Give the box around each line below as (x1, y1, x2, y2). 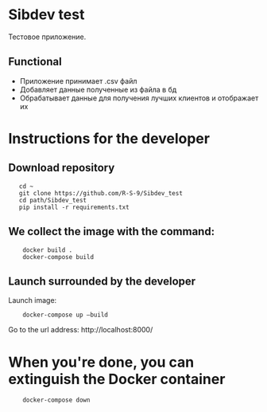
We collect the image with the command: (8, 225, 215, 238)
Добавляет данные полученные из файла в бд (19, 84, 177, 94)
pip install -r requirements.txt (18, 203, 130, 211)
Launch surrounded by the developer (8, 274, 196, 288)
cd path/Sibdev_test (18, 196, 87, 204)
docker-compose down (22, 396, 91, 404)
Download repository (8, 161, 115, 175)
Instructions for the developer (8, 129, 211, 147)
